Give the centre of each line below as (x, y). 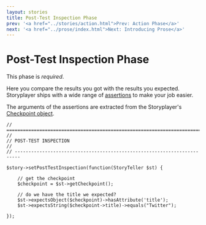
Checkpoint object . (30, 114)
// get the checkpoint (46, 179)
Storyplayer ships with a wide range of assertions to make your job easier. (100, 95)
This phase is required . (35, 77)
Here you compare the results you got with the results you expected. (93, 89)
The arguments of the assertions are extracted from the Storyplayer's (94, 107)
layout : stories (27, 12)
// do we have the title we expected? (67, 195)
